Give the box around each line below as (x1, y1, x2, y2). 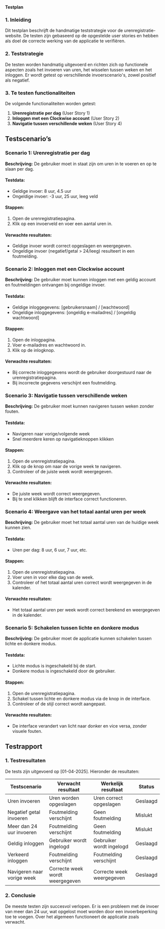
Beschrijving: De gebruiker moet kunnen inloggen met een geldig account (5, 277, 156, 283)
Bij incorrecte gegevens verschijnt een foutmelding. (12, 380, 117, 386)
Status (138, 783, 155, 790)
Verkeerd (7, 851, 29, 858)
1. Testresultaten (5, 757, 46, 764)
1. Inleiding (5, 16, 31, 23)
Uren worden (49, 794, 80, 801)
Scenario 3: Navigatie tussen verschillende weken (5, 392, 128, 399)
